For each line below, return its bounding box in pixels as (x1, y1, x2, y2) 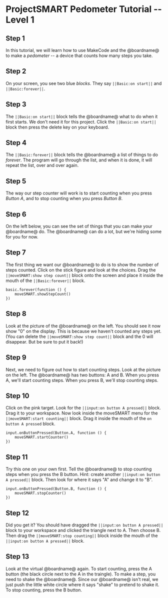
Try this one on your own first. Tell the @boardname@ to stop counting (5, 466, 152, 472)
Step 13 (5, 552, 29, 561)
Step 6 (5, 210, 26, 218)
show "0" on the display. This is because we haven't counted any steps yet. (5, 328, 162, 334)
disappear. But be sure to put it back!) (5, 338, 83, 344)
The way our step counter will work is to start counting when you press (5, 190, 152, 196)
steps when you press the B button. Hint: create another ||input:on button (5, 471, 160, 477)
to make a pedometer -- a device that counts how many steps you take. (5, 52, 153, 58)
